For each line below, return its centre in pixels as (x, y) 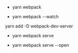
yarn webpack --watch (35, 16)
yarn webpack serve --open (41, 45)
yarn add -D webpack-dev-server (39, 26)
